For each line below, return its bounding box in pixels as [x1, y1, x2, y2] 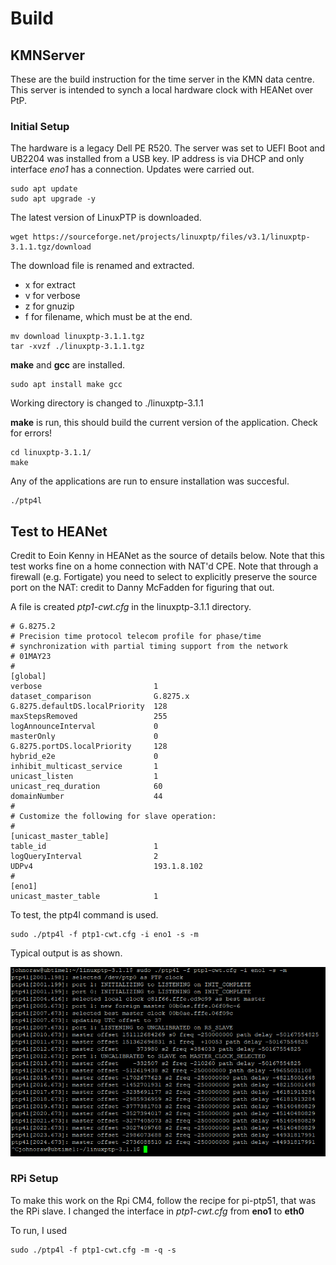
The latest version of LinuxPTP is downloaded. [10, 212, 202, 224]
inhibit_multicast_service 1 [10, 762, 159, 772]
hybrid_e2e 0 [10, 752, 159, 762]
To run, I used [10, 1224, 68, 1236]
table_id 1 [10, 842, 159, 852]
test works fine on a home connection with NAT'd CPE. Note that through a [10, 560, 319, 572]
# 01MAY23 [10, 652, 52, 662]
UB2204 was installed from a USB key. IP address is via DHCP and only [10, 153, 305, 165]
